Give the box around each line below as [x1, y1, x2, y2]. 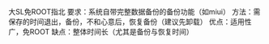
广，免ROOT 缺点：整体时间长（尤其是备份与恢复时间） [8, 27, 194, 36]
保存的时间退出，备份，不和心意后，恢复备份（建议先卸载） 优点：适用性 [8, 17, 252, 26]
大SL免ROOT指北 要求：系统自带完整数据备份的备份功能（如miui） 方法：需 [8, 7, 261, 16]
